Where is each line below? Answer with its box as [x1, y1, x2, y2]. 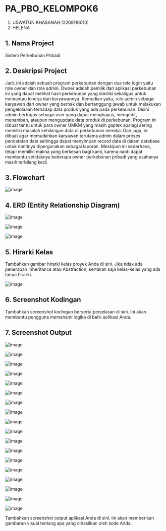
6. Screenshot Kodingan [5, 296, 81, 304]
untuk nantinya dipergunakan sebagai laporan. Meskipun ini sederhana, [5, 143, 151, 149]
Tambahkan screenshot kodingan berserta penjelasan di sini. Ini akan [5, 308, 147, 314]
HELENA [12, 24, 30, 30]
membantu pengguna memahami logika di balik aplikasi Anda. [5, 314, 132, 320]
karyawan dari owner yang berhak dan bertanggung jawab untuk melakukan [5, 101, 161, 107]
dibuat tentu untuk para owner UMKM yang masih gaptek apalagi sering [5, 122, 152, 128]
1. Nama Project [5, 39, 55, 48]
